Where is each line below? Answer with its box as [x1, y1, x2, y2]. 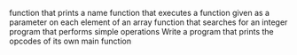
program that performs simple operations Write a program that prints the [9, 27, 275, 36]
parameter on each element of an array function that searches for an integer [9, 17, 288, 27]
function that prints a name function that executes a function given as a [9, 8, 270, 18]
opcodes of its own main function [9, 35, 131, 46]
